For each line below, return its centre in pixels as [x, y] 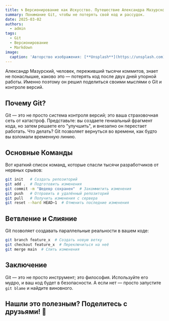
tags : [11, 33]
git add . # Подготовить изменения [44, 184]
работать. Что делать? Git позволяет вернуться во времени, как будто [81, 131]
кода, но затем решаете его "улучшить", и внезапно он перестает [76, 126]
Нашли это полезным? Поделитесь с [66, 304]
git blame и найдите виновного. [39, 288]
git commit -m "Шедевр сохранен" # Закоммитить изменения [68, 189]
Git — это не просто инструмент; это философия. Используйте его [77, 277]
